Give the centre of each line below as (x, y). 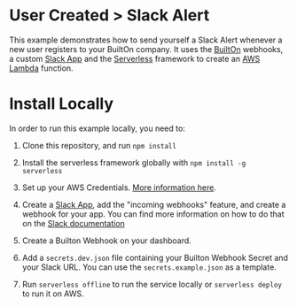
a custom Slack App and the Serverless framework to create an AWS (135, 58)
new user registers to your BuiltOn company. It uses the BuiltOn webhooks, (146, 49)
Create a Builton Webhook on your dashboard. (107, 241)
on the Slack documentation (74, 223)
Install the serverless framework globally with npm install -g (134, 162)
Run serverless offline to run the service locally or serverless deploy (152, 284)
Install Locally (61, 104)
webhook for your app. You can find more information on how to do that (153, 214)
